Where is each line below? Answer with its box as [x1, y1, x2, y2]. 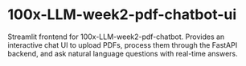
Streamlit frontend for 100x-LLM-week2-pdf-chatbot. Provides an [7, 32, 225, 41]
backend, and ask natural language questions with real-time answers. [7, 49, 238, 58]
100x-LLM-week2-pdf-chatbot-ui [7, 6, 237, 24]
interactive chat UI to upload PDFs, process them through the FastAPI [7, 40, 238, 49]
